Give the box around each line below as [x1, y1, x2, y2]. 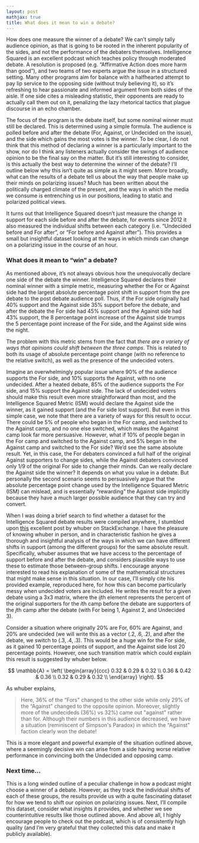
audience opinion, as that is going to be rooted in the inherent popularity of [6, 42, 189, 49]
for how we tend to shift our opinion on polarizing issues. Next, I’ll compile [6, 799, 187, 806]
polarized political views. [6, 198, 67, 206]
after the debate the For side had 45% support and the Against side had [6, 307, 182, 315]
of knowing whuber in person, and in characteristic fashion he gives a [6, 531, 176, 538]
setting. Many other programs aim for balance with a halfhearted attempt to [6, 73, 190, 81]
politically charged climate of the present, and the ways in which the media [6, 186, 189, 193]
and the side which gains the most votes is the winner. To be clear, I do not [6, 136, 188, 143]
